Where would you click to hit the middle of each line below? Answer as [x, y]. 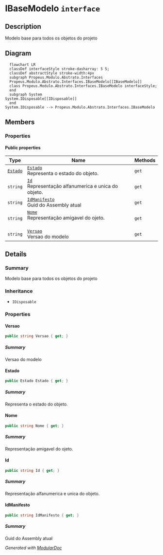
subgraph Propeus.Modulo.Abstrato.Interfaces [56, 77]
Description [23, 27]
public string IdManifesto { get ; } [42, 515]
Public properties [23, 148]
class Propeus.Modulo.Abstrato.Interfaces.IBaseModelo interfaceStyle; [83, 86]
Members [20, 122]
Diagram [18, 53]
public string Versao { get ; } [37, 336]
